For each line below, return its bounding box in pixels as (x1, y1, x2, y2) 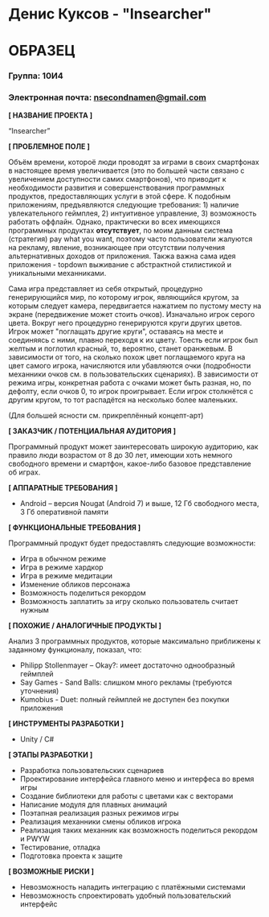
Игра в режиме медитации (19, 570, 113, 580)
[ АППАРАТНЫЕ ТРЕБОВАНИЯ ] (8, 483, 118, 492)
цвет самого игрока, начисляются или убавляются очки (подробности (8, 360, 251, 370)
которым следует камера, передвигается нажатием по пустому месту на (8, 301, 262, 310)
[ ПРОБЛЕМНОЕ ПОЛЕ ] (8, 142, 90, 151)
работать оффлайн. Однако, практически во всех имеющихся (8, 216, 221, 226)
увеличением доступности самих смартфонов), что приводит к (8, 174, 226, 183)
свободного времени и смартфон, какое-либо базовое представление (8, 458, 251, 468)
